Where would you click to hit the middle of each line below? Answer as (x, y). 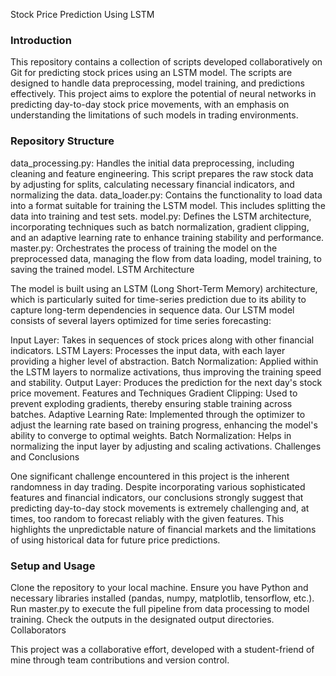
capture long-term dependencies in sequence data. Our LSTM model (152, 310)
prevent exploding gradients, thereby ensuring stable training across (151, 403)
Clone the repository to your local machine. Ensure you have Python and (159, 587)
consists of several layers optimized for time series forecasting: (141, 320)
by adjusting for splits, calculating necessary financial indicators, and (152, 184)
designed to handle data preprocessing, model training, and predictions (157, 83)
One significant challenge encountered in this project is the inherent (150, 476)
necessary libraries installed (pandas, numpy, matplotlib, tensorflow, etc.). (162, 598)
